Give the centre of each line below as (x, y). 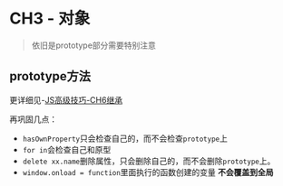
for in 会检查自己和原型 (67, 149)
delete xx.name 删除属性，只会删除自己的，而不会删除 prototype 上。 (149, 161)
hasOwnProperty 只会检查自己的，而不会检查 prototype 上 (125, 138)
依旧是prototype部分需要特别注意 (94, 45)
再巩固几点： (33, 119)
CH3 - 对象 (50, 19)
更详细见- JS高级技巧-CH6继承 (66, 99)
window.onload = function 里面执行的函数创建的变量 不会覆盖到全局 (148, 172)
